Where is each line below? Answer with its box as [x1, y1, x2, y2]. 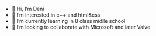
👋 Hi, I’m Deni [11, 6, 44, 12]
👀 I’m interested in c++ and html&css [11, 11, 100, 18]
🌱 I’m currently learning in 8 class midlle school [11, 18, 126, 24]
